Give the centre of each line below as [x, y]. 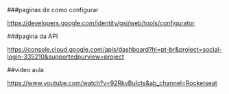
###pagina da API [33, 36]
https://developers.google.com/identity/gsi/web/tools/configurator [101, 23]
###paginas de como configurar [53, 10]
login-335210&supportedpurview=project [66, 57]
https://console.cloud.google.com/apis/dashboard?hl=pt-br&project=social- [114, 49]
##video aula [26, 70]
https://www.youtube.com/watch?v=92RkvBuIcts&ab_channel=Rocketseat [112, 83]
